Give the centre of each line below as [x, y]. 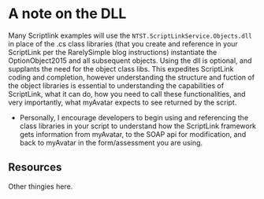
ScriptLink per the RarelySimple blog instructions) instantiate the [113, 52]
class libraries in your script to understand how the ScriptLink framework [138, 126]
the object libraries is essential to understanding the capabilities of [116, 85]
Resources [35, 167]
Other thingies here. [41, 186]
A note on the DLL [67, 14]
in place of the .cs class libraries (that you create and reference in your [123, 43]
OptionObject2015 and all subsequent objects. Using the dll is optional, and [130, 61]
